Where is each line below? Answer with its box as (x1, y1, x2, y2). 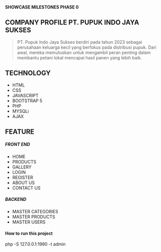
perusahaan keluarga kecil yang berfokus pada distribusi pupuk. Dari (17, 44, 157, 50)
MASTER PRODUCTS (12, 214, 55, 220)
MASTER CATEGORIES (12, 208, 58, 214)
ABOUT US (12, 179, 35, 186)
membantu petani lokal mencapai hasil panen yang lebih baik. (17, 55, 142, 60)
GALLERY (12, 164, 32, 170)
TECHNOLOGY (5, 69, 51, 78)
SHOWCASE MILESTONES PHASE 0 (5, 4, 79, 10)
